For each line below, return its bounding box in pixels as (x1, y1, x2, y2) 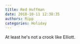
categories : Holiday (5, 21, 47, 26)
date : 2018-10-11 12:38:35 (5, 12, 60, 17)
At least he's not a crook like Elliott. (5, 34, 76, 40)
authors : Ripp (5, 16, 34, 21)
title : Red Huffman (5, 7, 45, 12)
